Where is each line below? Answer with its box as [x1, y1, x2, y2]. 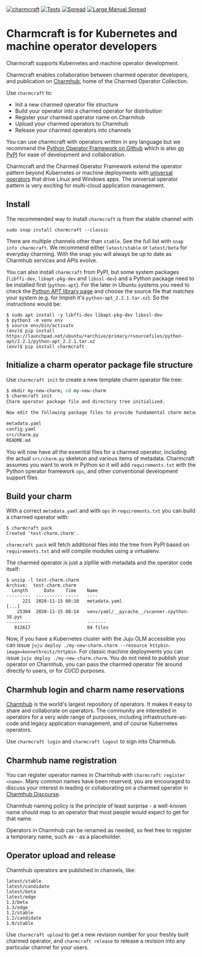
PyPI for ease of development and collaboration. [6, 151, 126, 158]
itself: [6, 566, 20, 573]
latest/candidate [6, 883, 50, 890]
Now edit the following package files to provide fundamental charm [6, 410, 182, 416]
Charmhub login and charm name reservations [6, 684, 185, 695]
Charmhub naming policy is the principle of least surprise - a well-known [6, 802, 187, 809]
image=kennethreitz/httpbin [6, 649, 77, 655]
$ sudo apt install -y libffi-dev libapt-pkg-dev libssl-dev [6, 312, 163, 318]
